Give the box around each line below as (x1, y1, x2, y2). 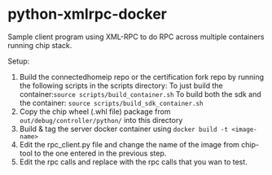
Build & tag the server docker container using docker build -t (19, 124, 229, 133)
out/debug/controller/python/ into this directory (19, 115, 183, 125)
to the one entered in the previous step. (34, 148, 167, 158)
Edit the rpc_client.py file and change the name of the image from (19, 139, 239, 149)
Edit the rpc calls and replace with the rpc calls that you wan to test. (19, 156, 248, 167)
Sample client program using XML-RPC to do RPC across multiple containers (7, 32, 265, 42)
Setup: (7, 56, 30, 66)
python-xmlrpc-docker (7, 5, 168, 24)
